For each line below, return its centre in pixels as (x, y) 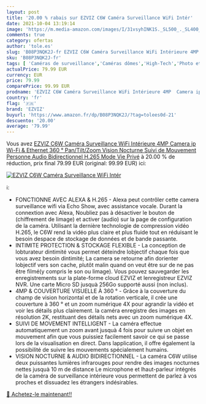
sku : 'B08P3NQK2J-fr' (34, 58)
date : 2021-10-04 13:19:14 (41, 23)
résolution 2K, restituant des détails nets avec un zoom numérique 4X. (104, 317)
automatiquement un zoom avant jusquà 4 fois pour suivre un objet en (104, 330)
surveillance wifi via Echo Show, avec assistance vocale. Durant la (99, 206)
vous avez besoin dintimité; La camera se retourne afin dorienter (97, 258)
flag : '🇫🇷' (21, 103)
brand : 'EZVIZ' (26, 109)
